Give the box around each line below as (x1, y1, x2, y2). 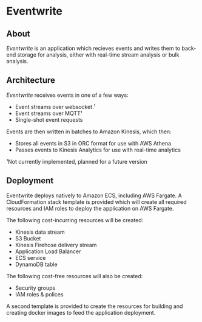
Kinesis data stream (15, 228, 65, 236)
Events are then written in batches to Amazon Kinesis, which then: (6, 128, 172, 135)
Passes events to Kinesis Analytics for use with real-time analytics (15, 146, 181, 153)
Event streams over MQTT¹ (15, 110, 82, 117)
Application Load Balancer (15, 248, 81, 255)
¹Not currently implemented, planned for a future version (6, 158, 147, 165)
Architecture (6, 75, 56, 86)
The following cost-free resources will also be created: (6, 272, 143, 279)
